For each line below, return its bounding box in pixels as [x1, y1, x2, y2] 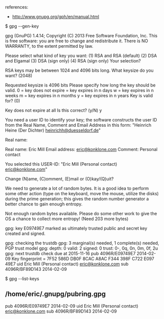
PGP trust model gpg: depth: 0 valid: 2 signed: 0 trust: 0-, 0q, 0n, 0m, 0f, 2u [5, 245, 158, 251]
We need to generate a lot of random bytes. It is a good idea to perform [5, 185, 149, 191]
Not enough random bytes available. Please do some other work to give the [5, 211, 158, 216]
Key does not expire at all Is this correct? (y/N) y [5, 108, 102, 113]
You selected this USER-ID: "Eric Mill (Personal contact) [5, 161, 117, 167]
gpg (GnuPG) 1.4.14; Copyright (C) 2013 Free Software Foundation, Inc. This [5, 33, 158, 38]
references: [5, 4, 28, 10]
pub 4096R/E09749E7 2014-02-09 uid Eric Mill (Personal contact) [5, 303, 139, 309]
